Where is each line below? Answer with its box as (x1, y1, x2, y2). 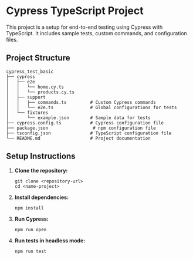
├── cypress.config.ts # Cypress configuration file (6, 120, 164, 126)
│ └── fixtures (6, 110, 49, 116)
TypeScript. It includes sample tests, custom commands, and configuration (6, 29, 188, 36)
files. (6, 36, 18, 43)
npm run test (14, 248, 47, 254)
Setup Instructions (6, 151, 76, 161)
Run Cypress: (14, 215, 49, 222)
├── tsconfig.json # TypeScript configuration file (6, 130, 172, 136)
